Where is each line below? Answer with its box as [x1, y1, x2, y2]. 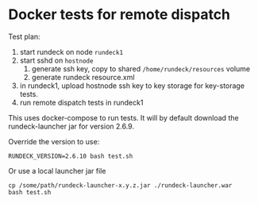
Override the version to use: [8, 136, 100, 146]
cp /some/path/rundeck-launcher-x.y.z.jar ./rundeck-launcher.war [8, 181, 233, 190]
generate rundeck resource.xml [31, 72, 135, 82]
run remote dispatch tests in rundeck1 [19, 98, 144, 107]
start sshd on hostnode [19, 56, 94, 65]
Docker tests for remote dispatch [8, 6, 231, 24]
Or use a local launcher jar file [8, 166, 106, 175]
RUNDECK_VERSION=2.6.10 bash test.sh [8, 152, 133, 160]
